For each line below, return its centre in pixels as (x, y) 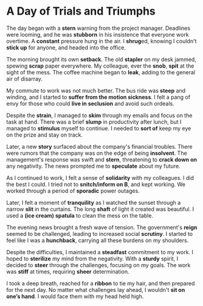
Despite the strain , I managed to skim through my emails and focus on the (99, 115)
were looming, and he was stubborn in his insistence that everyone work (98, 34)
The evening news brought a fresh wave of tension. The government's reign (102, 227)
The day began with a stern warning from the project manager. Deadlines (98, 28)
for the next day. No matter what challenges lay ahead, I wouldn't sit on (96, 290)
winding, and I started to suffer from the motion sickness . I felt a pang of (98, 97)
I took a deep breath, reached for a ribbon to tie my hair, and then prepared (101, 283)
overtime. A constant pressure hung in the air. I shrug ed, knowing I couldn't (101, 41)
